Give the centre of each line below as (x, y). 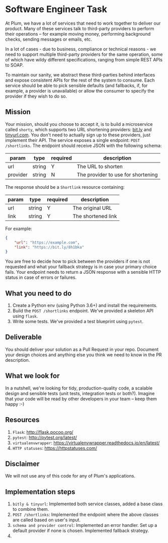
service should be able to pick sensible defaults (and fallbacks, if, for (76, 85)
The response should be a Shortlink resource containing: (65, 187)
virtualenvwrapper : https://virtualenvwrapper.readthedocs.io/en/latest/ (86, 443)
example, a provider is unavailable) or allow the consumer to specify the (80, 91)
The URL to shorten (100, 166)
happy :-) (15, 404)
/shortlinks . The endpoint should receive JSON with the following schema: (83, 145)
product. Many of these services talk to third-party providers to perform (80, 28)
